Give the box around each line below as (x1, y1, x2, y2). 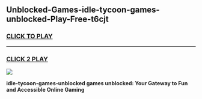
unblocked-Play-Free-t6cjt (6, 14, 109, 25)
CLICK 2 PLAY (6, 55, 48, 63)
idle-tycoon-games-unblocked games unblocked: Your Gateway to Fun (6, 79, 188, 86)
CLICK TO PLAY (6, 32, 53, 41)
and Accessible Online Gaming (6, 86, 85, 93)
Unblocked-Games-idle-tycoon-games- (6, 5, 161, 15)
